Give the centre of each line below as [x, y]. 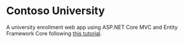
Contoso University [55, 11]
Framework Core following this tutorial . [54, 33]
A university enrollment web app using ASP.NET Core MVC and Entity [92, 27]
